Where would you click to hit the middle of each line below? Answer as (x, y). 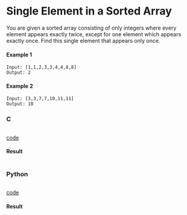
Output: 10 (20, 104)
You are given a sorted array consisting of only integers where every (91, 28)
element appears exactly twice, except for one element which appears (94, 34)
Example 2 (20, 86)
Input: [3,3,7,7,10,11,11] (40, 99)
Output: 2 (19, 73)
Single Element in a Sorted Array (89, 11)
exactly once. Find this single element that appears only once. (83, 40)
